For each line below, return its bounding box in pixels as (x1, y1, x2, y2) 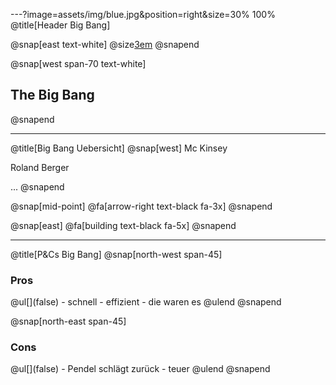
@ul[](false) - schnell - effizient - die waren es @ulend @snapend (10, 296, 282, 308)
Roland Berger (10, 161, 70, 173)
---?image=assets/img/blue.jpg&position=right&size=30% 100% (10, 9, 276, 20)
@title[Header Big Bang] (10, 19, 111, 31)
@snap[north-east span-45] (10, 315, 127, 328)
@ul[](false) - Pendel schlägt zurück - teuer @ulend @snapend (10, 363, 271, 375)
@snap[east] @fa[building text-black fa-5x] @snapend (10, 219, 237, 231)
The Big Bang (10, 87, 95, 104)
